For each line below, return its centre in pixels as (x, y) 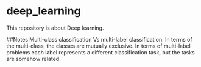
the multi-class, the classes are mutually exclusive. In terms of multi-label (98, 46)
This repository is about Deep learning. (55, 28)
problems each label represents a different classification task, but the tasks (100, 52)
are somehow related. (33, 59)
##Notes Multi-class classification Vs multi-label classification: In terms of (100, 39)
